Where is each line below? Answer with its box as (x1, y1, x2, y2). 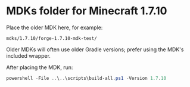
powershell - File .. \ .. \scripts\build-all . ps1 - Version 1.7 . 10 (6, 75, 167, 81)
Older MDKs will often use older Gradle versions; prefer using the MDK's (6, 46, 184, 53)
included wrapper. (6, 52, 51, 59)
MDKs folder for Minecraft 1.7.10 (6, 4, 167, 18)
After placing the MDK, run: (6, 64, 73, 71)
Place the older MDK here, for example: (6, 24, 103, 31)
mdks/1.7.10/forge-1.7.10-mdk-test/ (6, 35, 97, 41)
